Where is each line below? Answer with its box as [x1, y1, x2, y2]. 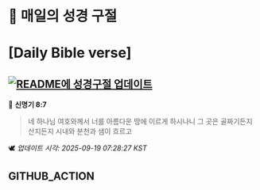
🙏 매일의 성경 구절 [8, 7, 118, 25]
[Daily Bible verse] [8, 44, 132, 62]
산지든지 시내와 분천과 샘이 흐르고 [27, 127, 133, 136]
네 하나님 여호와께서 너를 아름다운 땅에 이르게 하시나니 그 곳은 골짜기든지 [27, 116, 253, 127]
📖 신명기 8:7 [8, 100, 48, 109]
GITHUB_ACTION [8, 169, 95, 183]
